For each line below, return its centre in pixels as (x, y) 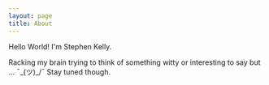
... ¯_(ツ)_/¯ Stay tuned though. (60, 72)
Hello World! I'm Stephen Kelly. (60, 46)
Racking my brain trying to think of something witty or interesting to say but (135, 62)
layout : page (30, 16)
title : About (30, 23)
